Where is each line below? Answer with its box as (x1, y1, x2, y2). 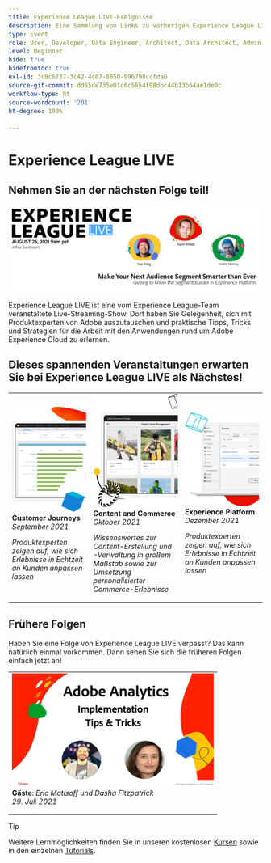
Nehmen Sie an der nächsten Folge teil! (8, 183, 210, 197)
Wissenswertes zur (93, 532, 157, 542)
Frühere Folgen (8, 617, 86, 631)
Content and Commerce (93, 508, 176, 518)
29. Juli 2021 (11, 797, 57, 806)
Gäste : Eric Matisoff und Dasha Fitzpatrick (11, 788, 154, 797)
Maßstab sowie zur (93, 558, 157, 568)
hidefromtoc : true (8, 65, 70, 73)
